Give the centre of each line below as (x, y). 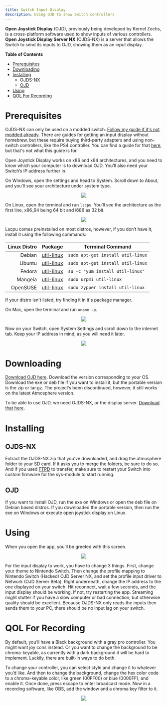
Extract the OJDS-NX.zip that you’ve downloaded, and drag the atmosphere (83, 459)
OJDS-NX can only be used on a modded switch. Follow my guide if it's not (83, 130)
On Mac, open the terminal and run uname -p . (51, 310)
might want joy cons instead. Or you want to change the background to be (82, 647)
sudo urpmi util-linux (95, 279)
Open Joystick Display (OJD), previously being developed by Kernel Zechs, (83, 28)
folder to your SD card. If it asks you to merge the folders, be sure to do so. (82, 464)
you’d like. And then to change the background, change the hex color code (82, 673)
